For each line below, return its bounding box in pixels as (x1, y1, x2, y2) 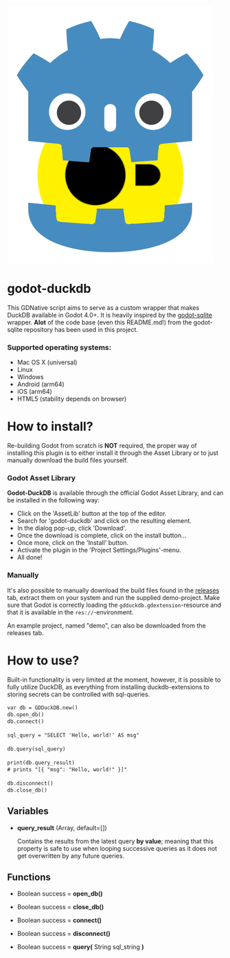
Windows (16, 373, 44, 381)
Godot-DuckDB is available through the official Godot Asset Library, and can (7, 489, 224, 497)
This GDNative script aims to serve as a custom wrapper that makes (7, 303, 200, 311)
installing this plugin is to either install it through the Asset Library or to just (7, 449, 218, 457)
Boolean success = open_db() (16, 889, 103, 898)
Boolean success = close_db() (16, 903, 104, 911)
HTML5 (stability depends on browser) (16, 394, 127, 403)
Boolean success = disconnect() (16, 930, 111, 938)
